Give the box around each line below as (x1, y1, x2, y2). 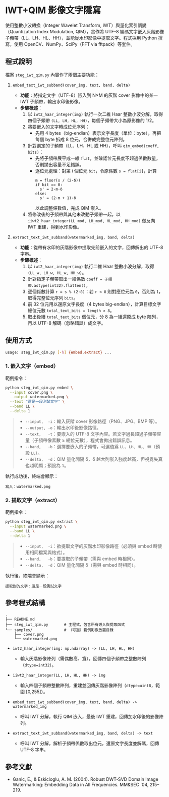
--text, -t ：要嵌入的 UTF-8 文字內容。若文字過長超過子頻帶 (25, 431, 157, 437)
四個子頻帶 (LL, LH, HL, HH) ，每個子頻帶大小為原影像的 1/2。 (27, 117, 157, 124)
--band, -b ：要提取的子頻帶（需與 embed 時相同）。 (25, 556, 138, 562)
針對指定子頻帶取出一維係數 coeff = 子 (27, 276, 108, 282)
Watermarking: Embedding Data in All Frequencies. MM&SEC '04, (12, 782, 149, 788)
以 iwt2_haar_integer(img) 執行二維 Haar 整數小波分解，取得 (27, 263, 155, 269)
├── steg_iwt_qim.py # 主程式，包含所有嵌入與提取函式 (5, 622, 125, 627)
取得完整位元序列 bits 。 (27, 294, 78, 300)
